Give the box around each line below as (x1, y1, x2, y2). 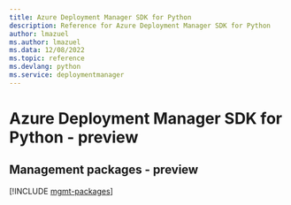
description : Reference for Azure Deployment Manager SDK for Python (9, 21, 272, 30)
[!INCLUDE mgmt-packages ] (9, 186, 113, 196)
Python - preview (9, 127, 139, 147)
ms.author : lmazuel (9, 37, 81, 47)
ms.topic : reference (9, 54, 86, 63)
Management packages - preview (9, 163, 199, 178)
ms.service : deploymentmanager (9, 71, 125, 80)
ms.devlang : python (9, 63, 81, 72)
